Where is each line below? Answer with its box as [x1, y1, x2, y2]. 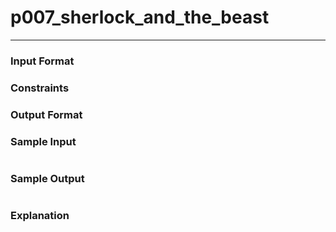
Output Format [10, 107, 83, 121]
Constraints [10, 81, 70, 95]
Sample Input [10, 134, 77, 148]
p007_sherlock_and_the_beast [10, 6, 270, 29]
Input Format [10, 54, 75, 68]
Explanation [10, 209, 70, 223]
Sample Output [10, 171, 85, 185]
